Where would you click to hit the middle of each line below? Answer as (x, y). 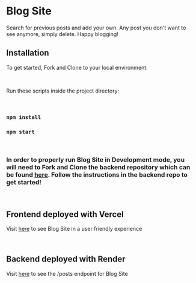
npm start (20, 132)
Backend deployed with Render (66, 259)
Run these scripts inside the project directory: (63, 91)
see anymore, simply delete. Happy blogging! (62, 34)
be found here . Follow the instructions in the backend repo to (97, 174)
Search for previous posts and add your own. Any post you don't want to (96, 28)
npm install (24, 117)
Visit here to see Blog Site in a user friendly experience (74, 229)
